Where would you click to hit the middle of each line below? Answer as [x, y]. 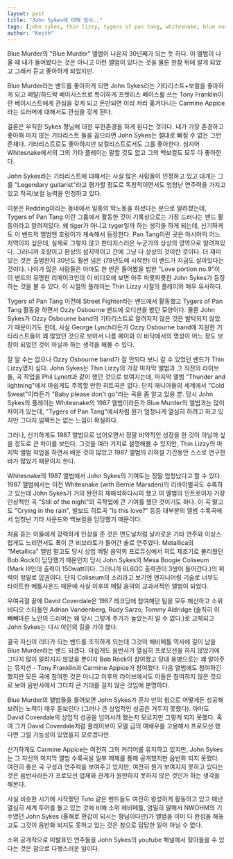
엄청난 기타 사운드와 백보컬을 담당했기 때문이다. [78, 519]
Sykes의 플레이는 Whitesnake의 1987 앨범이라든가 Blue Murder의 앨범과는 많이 [116, 403]
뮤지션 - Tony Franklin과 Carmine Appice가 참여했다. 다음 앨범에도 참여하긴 [118, 668]
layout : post [26, 14]
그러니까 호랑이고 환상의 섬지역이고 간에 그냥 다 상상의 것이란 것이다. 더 [112, 252]
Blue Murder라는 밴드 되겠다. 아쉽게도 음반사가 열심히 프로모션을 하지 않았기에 [113, 651]
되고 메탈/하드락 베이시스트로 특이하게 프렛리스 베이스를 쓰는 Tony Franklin [116, 95]
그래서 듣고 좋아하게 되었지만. [54, 71]
